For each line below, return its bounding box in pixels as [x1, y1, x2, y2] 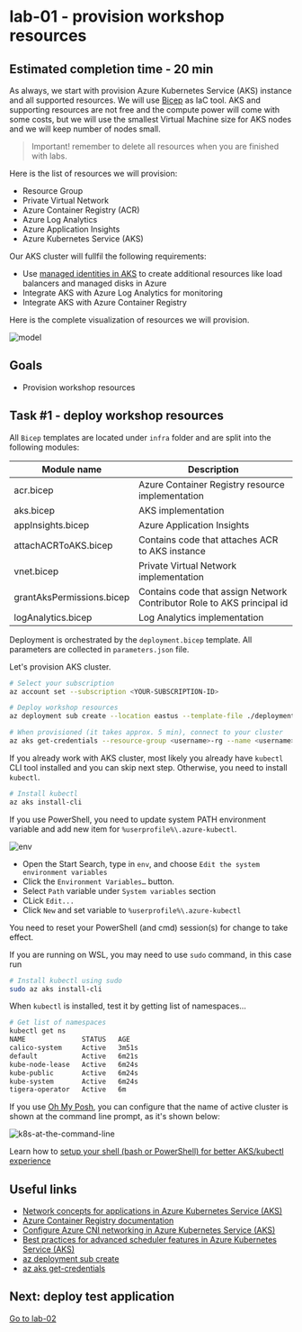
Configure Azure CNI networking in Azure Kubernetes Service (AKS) [22, 1225, 276, 1236]
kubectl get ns [9, 1026, 67, 1035]
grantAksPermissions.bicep [13, 590, 130, 603]
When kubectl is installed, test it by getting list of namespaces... [9, 1000, 247, 1011]
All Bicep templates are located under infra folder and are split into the [9, 432, 271, 442]
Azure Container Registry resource [138, 478, 285, 490]
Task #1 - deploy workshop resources [9, 408, 225, 424]
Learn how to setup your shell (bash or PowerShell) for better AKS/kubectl [9, 1146, 285, 1157]
